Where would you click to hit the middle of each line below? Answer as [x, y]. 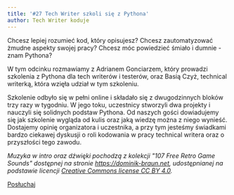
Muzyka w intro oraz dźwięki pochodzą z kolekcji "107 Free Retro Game [111, 156]
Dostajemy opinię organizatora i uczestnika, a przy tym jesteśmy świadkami [117, 127]
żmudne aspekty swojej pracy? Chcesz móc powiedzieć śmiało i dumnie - [114, 48]
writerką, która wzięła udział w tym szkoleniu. [73, 83]
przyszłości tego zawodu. [45, 142]
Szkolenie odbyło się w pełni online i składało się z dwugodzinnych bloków [115, 97]
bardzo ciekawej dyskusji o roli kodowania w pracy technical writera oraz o [116, 135]
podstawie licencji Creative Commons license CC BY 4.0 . [90, 170]
